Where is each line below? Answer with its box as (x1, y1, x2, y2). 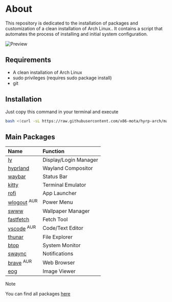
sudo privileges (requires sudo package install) (12, 75, 112, 81)
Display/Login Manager (42, 157, 98, 164)
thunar (8, 233, 24, 241)
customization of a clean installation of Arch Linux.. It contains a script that (5, 25, 163, 31)
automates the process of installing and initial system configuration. (5, 31, 148, 37)
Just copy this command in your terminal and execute (5, 109, 119, 115)
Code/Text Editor (42, 225, 83, 232)
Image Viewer (42, 268, 76, 275)
